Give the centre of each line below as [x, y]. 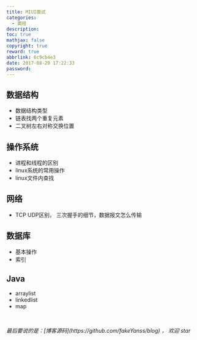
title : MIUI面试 [26, 12]
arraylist [25, 294]
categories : [21, 18]
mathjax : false [26, 40]
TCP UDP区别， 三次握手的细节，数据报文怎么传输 [78, 214]
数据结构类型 [31, 111]
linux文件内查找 [34, 178]
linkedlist [26, 300]
